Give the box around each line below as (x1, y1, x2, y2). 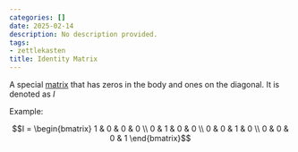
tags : (9, 38, 30, 47)
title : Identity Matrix (9, 55, 98, 63)
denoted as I (9, 89, 55, 99)
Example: (9, 106, 44, 116)
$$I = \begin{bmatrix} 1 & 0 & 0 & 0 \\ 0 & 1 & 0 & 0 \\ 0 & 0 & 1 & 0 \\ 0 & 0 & (12, 123, 289, 134)
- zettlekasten (9, 46, 66, 55)
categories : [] (9, 13, 66, 22)
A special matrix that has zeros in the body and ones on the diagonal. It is (9, 80, 280, 89)
